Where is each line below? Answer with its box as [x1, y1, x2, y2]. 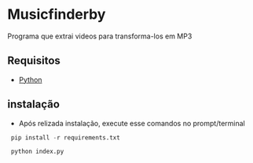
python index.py [10, 147, 64, 156]
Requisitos [7, 54, 60, 67]
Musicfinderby [7, 5, 106, 24]
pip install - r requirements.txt [10, 133, 121, 142]
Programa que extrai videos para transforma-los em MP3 [7, 31, 192, 41]
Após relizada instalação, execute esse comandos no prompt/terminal [18, 118, 245, 128]
